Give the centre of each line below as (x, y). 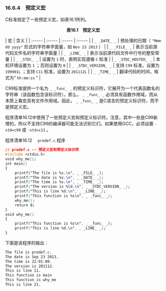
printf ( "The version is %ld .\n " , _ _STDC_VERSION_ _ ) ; (72, 187)
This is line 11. (23, 271)
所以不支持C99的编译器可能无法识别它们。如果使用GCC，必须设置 (86, 124)
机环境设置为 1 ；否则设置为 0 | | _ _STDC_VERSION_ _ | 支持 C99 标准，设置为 (83, 65)
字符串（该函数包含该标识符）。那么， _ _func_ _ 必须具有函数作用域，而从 (82, 95)
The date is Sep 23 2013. (32, 257)
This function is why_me (31, 280)
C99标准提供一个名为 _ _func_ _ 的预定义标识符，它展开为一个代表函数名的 (83, 88)
